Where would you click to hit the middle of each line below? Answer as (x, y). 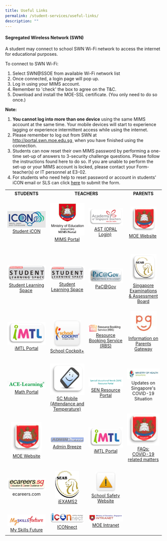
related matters (143, 460)
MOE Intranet (106, 525)
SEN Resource (106, 390)
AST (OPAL (106, 229)
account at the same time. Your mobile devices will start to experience (84, 124)
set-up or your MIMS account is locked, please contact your (74, 166)
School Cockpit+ (67, 351)
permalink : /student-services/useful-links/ (52, 16)
